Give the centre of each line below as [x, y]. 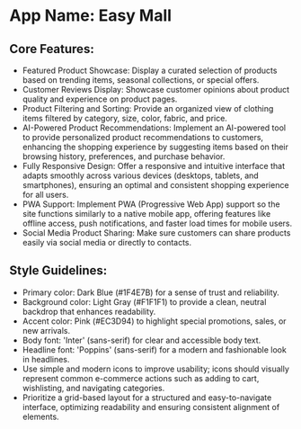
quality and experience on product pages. [100, 99]
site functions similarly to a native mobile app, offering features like [146, 214]
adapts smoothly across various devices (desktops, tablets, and [140, 175]
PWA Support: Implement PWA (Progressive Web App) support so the [151, 204]
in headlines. [46, 359]
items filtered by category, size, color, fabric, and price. [124, 118]
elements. [41, 416]
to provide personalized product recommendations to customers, [142, 137]
